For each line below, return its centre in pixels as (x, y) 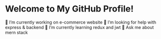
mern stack (16, 32)
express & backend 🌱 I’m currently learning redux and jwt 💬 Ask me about (80, 27)
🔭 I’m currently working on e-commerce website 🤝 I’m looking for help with (81, 22)
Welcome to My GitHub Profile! (69, 9)
